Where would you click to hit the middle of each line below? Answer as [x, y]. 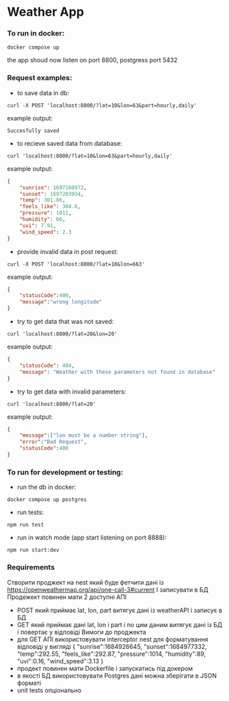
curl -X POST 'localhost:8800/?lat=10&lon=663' [76, 264]
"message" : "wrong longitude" [61, 302]
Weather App [45, 12]
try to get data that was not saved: [65, 322]
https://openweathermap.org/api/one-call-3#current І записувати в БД [108, 589]
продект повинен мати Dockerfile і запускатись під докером [105, 668]
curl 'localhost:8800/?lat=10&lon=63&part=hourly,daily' [90, 156]
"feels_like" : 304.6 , [50, 207]
